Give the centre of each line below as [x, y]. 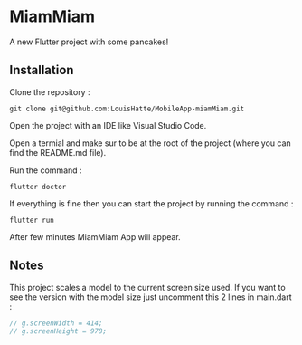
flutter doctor [38, 187]
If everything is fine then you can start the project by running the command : [151, 203]
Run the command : [46, 170]
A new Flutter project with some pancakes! [89, 42]
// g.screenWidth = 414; [56, 323]
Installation [42, 70]
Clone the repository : [50, 91]
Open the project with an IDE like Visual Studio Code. [108, 125]
